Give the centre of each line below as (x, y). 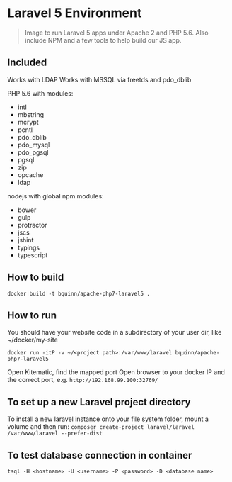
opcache (30, 174)
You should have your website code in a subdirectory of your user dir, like (115, 332)
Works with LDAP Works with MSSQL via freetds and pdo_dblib (99, 79)
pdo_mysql (34, 145)
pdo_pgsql (33, 152)
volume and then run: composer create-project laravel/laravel (101, 427)
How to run (32, 315)
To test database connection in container (100, 455)
